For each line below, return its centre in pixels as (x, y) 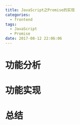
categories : (18, 15)
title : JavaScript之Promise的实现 (40, 10)
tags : (11, 24)
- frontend (21, 19)
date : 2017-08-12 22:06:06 (34, 39)
